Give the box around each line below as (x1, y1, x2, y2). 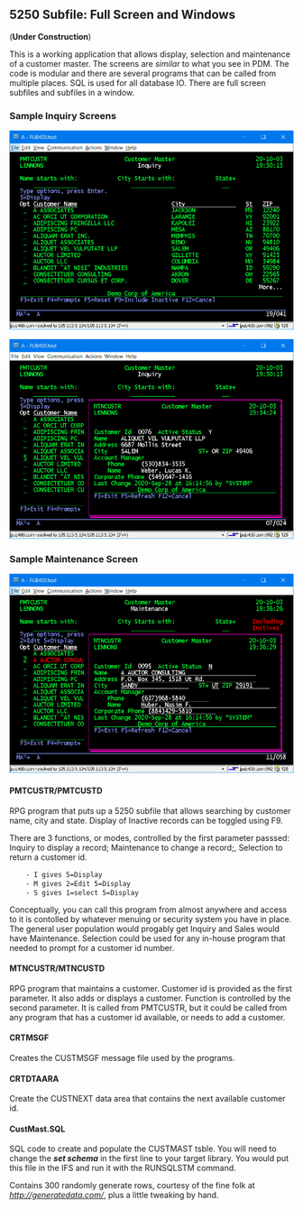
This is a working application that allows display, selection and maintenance (9, 49, 291, 60)
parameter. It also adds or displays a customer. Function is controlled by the (9, 992, 291, 1003)
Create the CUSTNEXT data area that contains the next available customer (9, 1094, 286, 1104)
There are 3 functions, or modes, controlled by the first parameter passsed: (9, 832, 290, 843)
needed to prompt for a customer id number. (9, 942, 175, 953)
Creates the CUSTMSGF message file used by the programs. (9, 1053, 235, 1063)
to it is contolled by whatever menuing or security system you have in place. (9, 913, 292, 924)
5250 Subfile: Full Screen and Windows (9, 7, 236, 23)
